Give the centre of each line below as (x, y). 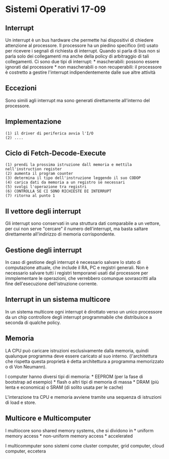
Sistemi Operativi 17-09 (55, 9)
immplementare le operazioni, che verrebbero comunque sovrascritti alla (81, 279)
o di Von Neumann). (26, 366)
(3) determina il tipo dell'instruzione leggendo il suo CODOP (73, 178)
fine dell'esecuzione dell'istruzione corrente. (51, 284)
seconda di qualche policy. (33, 323)
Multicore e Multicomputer (48, 418)
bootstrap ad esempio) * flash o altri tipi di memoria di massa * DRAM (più (82, 382)
